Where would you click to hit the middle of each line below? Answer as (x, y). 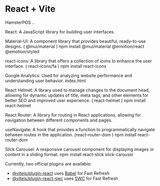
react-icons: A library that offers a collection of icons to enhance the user (79, 61)
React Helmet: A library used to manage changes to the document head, (77, 90)
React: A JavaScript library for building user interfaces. (60, 32)
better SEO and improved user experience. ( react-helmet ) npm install (75, 100)
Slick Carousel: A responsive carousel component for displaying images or (80, 149)
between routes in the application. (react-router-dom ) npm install (71, 135)
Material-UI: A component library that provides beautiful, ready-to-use (75, 41)
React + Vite (30, 9)
